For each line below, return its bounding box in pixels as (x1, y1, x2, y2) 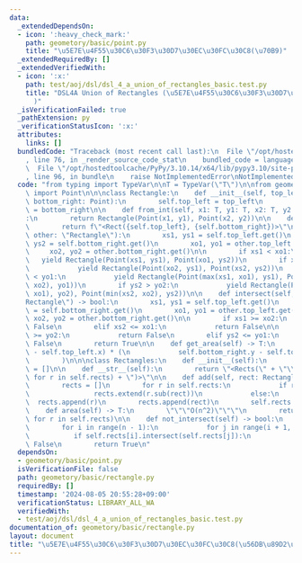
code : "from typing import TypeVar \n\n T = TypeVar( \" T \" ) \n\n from (17, 181, 271, 190)
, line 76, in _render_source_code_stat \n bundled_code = (25, 155, 259, 165)
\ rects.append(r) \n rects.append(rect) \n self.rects (25, 398, 292, 407)
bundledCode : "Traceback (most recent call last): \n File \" (17, 147, 255, 156)
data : (9, 13, 30, 22)
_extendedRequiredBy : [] (17, 55, 111, 64)
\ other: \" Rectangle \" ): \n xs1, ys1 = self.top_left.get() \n (25, 230, 292, 239)
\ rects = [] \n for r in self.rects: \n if (25, 381, 288, 390)
